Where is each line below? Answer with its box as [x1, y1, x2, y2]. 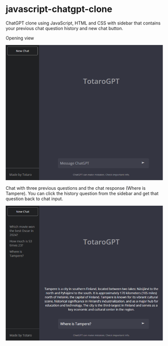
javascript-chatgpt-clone [5, 3, 113, 15]
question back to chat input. [5, 196, 63, 202]
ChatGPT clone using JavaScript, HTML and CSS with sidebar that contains [5, 20, 161, 26]
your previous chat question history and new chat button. [5, 25, 124, 31]
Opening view [5, 35, 34, 41]
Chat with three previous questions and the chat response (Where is [5, 185, 146, 191]
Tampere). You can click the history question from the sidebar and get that [5, 191, 159, 197]
